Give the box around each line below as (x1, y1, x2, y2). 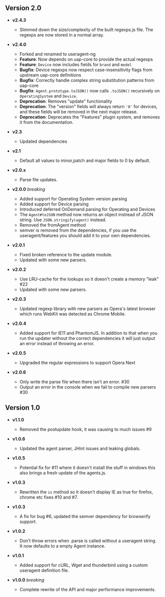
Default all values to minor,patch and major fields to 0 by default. (19, 158, 151, 163)
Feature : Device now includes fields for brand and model (19, 61, 132, 67)
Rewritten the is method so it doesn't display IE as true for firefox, (19, 489, 153, 495)
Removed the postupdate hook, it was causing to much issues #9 (19, 426, 152, 432)
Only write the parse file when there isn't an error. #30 (19, 379, 130, 385)
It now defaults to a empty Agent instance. (19, 543, 106, 549)
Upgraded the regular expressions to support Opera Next (19, 359, 136, 365)
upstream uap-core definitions (19, 72, 82, 78)
